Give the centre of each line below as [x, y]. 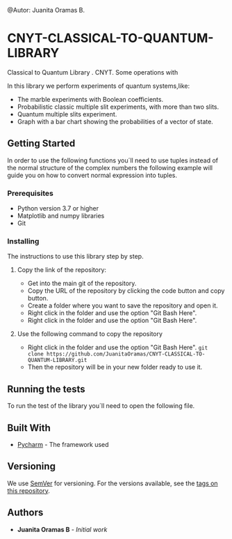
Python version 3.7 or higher [58, 208]
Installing [23, 241]
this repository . [29, 490]
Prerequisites [30, 193]
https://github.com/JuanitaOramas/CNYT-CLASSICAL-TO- [126, 354]
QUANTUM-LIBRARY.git [57, 360]
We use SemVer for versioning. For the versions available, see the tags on [113, 483]
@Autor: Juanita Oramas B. [46, 10]
